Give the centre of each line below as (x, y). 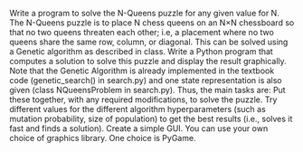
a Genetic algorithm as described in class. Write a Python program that (141, 52)
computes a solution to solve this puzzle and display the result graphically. (148, 61)
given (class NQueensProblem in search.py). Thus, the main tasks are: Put (148, 90)
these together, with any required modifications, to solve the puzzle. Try (143, 100)
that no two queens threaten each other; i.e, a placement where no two (142, 32)
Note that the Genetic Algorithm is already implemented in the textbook (142, 71)
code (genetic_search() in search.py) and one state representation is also (146, 80)
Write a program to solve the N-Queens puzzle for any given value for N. (145, 13)
